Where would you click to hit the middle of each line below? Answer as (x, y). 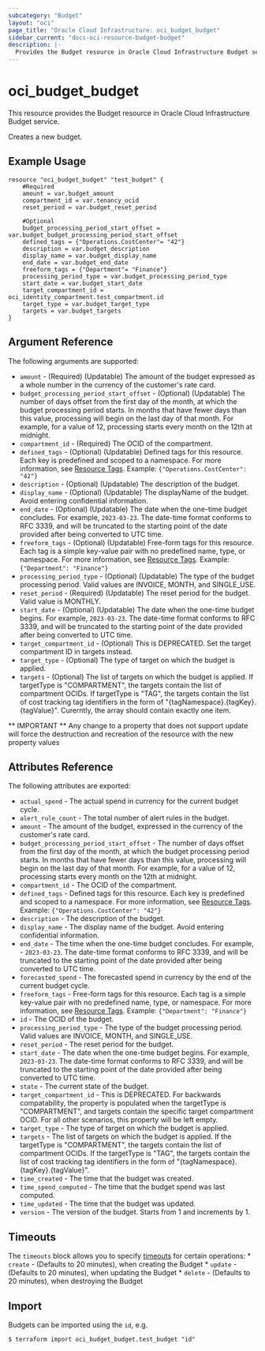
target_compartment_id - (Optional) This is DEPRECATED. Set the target (135, 643)
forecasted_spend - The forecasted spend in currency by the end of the (135, 977)
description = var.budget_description (86, 249)
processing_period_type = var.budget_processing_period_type (125, 276)
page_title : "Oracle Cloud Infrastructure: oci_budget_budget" (114, 30)
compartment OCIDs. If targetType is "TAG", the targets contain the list (134, 693)
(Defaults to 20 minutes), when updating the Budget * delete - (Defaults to (129, 1273)
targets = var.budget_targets (72, 311)
